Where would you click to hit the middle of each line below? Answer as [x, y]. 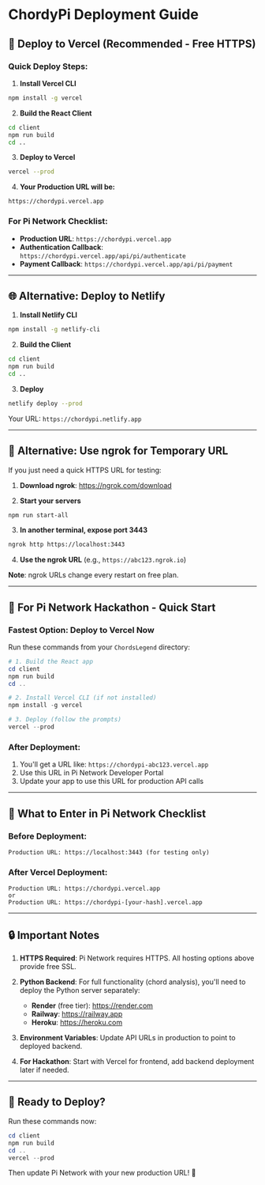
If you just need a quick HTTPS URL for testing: [85, 470]
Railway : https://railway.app [77, 1014]
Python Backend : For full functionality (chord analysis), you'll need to [132, 982]
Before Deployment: [47, 836]
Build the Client [45, 345]
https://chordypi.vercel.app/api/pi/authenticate [103, 256]
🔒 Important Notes [54, 935]
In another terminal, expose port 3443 [84, 530]
